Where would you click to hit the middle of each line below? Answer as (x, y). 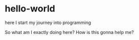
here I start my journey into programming (48, 22)
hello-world (30, 9)
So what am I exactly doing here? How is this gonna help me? (69, 32)
